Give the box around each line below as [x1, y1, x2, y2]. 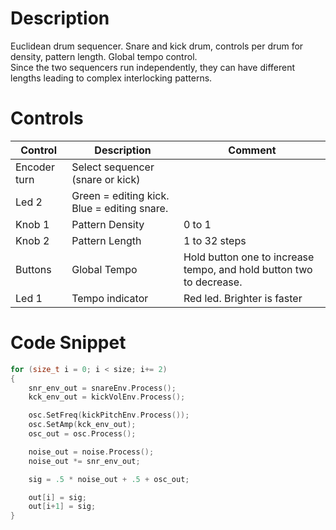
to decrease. [183, 275, 243, 289]
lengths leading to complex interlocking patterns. [10, 72, 213, 84]
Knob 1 [15, 217, 50, 231]
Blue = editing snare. [71, 201, 169, 215]
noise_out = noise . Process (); [28, 447, 155, 457]
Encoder [15, 160, 55, 174]
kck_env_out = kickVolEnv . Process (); [28, 392, 186, 402]
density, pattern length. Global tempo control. [10, 50, 198, 62]
